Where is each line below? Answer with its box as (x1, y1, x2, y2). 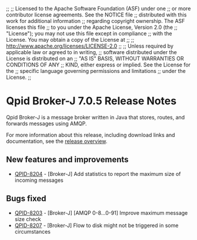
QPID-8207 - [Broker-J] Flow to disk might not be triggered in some (14, 222, 179, 229)
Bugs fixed (6, 194, 46, 204)
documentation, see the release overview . (6, 138, 108, 145)
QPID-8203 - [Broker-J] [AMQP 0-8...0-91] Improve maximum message (14, 209, 188, 216)
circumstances (14, 228, 51, 235)
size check (14, 215, 41, 222)
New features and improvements (6, 155, 129, 165)
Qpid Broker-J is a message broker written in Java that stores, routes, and (6, 114, 185, 121)
